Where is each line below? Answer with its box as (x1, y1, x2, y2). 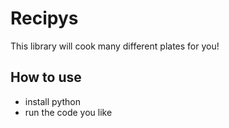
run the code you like (24, 106, 113, 118)
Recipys (10, 7, 79, 30)
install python (24, 95, 81, 107)
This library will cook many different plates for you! (10, 40, 220, 52)
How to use (10, 69, 82, 86)
